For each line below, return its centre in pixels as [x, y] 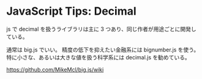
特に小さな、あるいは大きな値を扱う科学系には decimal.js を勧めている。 [99, 57]
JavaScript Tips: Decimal [71, 11]
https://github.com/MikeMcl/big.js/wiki [55, 69]
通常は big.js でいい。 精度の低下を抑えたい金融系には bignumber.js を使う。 [103, 50]
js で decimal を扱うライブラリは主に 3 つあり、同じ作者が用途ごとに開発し [102, 29]
